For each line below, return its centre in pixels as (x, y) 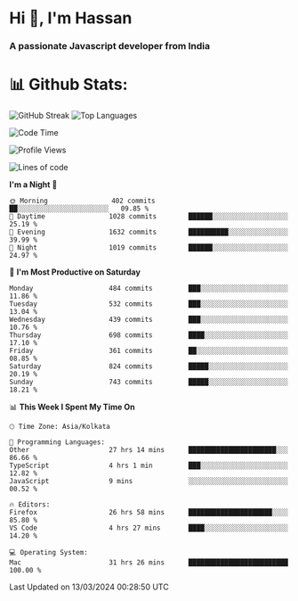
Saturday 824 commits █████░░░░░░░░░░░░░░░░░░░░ (149, 366)
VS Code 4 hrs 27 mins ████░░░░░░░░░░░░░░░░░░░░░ (149, 528)
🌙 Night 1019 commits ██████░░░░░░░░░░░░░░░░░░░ (149, 248)
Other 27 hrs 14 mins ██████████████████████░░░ (149, 450)
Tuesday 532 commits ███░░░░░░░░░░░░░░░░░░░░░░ (149, 304)
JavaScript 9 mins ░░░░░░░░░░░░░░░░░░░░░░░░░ (149, 482)
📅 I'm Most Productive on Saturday (75, 272)
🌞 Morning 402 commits (82, 201)
